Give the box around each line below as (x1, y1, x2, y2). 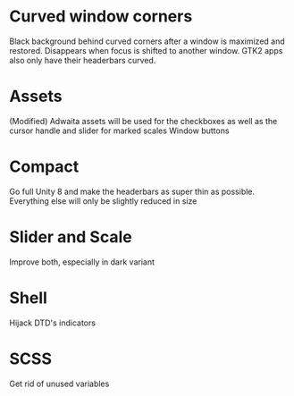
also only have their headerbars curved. (9, 55, 156, 65)
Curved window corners (9, 6, 193, 27)
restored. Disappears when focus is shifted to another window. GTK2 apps (9, 45, 283, 55)
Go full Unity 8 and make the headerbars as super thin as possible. (9, 186, 256, 197)
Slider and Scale (9, 227, 132, 247)
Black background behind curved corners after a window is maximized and (9, 36, 286, 46)
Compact (9, 156, 80, 177)
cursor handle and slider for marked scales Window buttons (9, 125, 230, 136)
